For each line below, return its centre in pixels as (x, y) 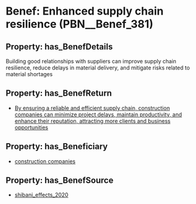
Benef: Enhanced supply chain (85, 11)
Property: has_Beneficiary (57, 146)
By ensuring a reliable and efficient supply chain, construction (92, 108)
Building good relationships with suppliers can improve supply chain (91, 61)
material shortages (29, 74)
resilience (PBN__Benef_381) (79, 24)
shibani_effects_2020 (41, 195)
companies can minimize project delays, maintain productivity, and (98, 114)
